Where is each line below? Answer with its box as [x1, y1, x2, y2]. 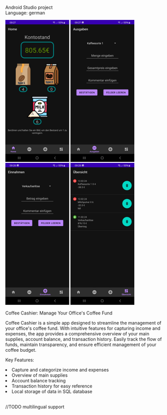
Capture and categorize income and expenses [12, 367, 109, 373]
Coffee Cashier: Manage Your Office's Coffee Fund [5, 310, 113, 316]
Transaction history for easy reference [12, 383, 93, 389]
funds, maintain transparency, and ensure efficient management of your [5, 341, 157, 348]
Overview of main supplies [12, 372, 68, 378]
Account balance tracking [12, 378, 66, 384]
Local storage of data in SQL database [12, 388, 93, 395]
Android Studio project [5, 5, 53, 10]
